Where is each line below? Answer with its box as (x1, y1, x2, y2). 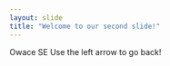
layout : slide (9, 13, 64, 23)
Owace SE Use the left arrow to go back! (9, 46, 162, 57)
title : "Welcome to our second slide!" (9, 22, 161, 31)
